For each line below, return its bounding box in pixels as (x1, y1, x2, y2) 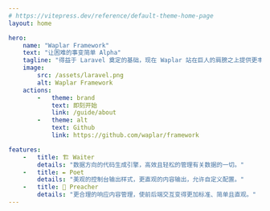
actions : (22, 86, 52, 94)
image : (22, 64, 45, 72)
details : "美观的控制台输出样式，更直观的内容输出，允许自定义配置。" (37, 176, 245, 184)
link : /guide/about (51, 109, 117, 117)
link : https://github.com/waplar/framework (51, 131, 199, 139)
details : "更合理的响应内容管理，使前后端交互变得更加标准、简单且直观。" (37, 191, 256, 199)
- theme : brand (37, 93, 95, 101)
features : (8, 146, 42, 154)
